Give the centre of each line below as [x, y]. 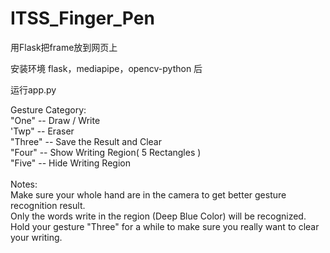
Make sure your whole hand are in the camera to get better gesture [148, 194]
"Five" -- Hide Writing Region [70, 163]
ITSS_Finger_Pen [82, 18]
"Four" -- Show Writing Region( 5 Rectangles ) [106, 152]
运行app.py [33, 89]
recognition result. [48, 205]
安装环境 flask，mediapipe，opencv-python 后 [106, 68]
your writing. [36, 237]
